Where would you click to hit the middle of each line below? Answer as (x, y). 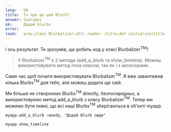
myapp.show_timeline (27, 124)
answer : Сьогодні (24, 19)
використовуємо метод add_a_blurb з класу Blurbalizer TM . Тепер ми (79, 99)
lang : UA (17, 10)
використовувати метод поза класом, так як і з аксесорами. (83, 65)
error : (12, 29)
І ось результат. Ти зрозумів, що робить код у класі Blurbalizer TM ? (77, 49)
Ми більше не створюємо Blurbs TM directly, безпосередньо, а (73, 93)
